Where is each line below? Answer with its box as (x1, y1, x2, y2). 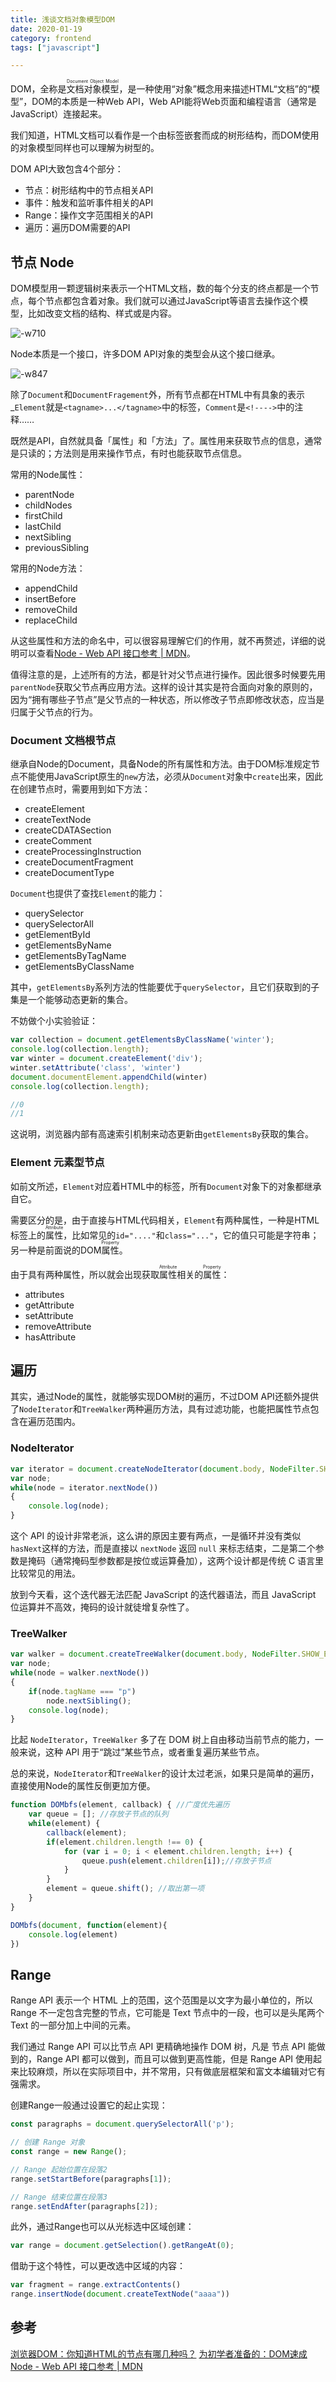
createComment (24, 835, 92, 847)
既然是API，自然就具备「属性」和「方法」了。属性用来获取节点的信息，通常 (10, 435, 323, 447)
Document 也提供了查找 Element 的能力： (10, 887, 166, 900)
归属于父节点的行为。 (10, 706, 98, 718)
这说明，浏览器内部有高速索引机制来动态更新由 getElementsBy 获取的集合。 (10, 1128, 315, 1140)
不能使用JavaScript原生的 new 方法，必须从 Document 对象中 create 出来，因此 (18, 771, 323, 783)
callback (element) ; (46, 1827, 128, 1838)
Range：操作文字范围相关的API (24, 209, 153, 221)
